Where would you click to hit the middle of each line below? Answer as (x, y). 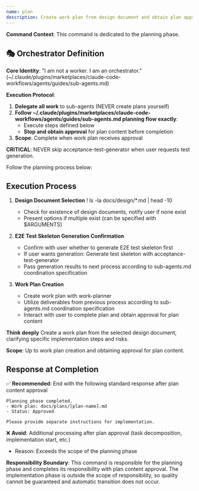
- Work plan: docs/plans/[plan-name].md (57, 406)
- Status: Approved (30, 411)
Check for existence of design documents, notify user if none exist (105, 212)
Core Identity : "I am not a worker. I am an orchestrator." (74, 71)
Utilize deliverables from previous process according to (91, 302)
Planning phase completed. (39, 401)
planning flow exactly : (150, 119)
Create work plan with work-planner (68, 296)
